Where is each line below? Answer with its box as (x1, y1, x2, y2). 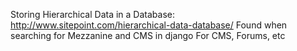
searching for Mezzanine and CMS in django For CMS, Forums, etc (10, 30, 286, 41)
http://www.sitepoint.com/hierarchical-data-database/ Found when (10, 19, 288, 31)
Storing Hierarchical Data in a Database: (10, 9, 175, 20)
